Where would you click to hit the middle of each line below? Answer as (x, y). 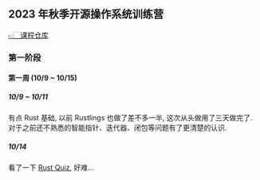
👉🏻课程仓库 (29, 35)
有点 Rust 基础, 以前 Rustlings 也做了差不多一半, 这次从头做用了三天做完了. (130, 118)
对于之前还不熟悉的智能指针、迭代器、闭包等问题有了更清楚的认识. (118, 128)
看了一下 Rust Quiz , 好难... (51, 168)
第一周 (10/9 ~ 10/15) (43, 78)
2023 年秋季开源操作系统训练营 (86, 14)
